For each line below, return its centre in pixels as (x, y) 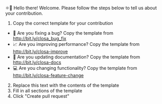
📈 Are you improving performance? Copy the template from (76, 44)
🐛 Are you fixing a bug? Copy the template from (63, 33)
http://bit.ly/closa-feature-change (48, 75)
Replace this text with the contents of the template (66, 85)
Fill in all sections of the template (47, 91)
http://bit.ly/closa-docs (37, 62)
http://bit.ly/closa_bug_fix (39, 38)
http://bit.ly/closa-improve (40, 51)
